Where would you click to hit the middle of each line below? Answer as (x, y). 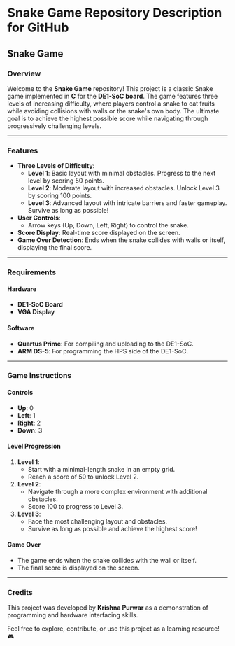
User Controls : (39, 218)
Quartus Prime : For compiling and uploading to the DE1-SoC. (105, 344)
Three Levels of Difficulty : (56, 166)
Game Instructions (40, 376)
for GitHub (38, 28)
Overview (24, 73)
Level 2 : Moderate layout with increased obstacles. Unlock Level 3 (124, 188)
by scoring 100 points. (60, 196)
